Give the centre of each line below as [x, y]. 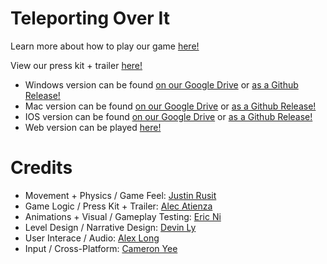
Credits [41, 168]
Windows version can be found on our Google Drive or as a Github [161, 84]
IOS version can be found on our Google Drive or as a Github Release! [168, 116]
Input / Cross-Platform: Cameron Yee [101, 248]
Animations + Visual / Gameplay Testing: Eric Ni [123, 216]
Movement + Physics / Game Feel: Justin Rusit [120, 195]
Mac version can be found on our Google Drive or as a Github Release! [170, 106]
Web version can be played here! [93, 127]
